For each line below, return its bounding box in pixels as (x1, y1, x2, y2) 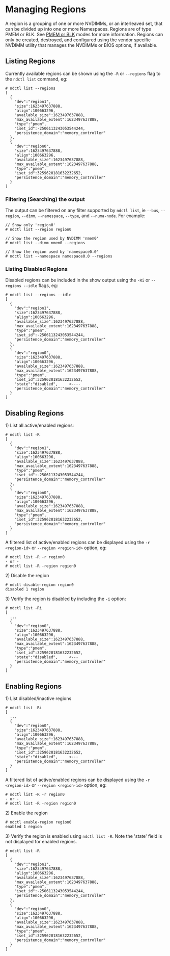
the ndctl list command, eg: (5, 75, 68, 82)
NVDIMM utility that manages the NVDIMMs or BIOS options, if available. (5, 42, 158, 48)
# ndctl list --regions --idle (5, 292, 72, 298)
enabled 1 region (5, 824, 42, 829)
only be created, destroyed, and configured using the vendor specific (5, 37, 151, 43)
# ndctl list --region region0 (5, 227, 72, 232)
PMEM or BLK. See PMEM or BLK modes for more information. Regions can (5, 31, 163, 37)
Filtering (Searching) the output (5, 195, 85, 202)
